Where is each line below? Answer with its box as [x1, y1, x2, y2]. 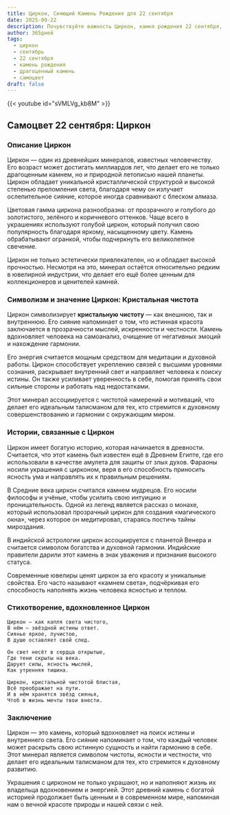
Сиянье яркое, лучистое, [7, 630, 78, 637]
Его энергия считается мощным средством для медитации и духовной [7, 353, 216, 362]
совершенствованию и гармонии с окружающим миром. [7, 411, 176, 419]
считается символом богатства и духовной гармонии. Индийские [7, 543, 200, 551]
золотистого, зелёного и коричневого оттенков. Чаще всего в [7, 213, 189, 221]
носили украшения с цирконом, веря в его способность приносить [7, 465, 205, 473]
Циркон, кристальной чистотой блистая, [7, 679, 122, 685]
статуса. [7, 557, 32, 566]
